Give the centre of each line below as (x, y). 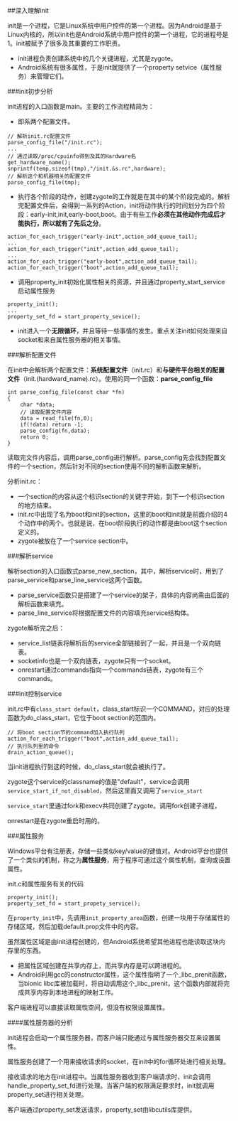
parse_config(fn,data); (55, 431)
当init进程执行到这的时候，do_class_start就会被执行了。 (89, 767)
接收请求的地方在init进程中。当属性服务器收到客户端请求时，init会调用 (109, 1077)
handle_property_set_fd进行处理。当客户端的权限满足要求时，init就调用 (111, 1085)
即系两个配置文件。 (46, 122)
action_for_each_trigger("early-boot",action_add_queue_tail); (103, 262)
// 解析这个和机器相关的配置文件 (49, 176)
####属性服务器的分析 (40, 1023)
